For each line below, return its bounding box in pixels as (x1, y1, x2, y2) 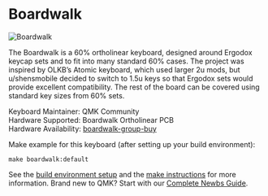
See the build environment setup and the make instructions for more (8, 169, 237, 179)
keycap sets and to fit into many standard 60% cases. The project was (8, 56, 245, 66)
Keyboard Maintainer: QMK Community (8, 107, 140, 116)
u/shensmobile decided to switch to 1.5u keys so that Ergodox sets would (8, 73, 253, 83)
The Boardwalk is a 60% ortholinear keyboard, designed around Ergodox (8, 47, 253, 57)
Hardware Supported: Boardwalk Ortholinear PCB (8, 115, 175, 124)
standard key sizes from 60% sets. (8, 90, 125, 100)
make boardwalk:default (8, 155, 89, 163)
